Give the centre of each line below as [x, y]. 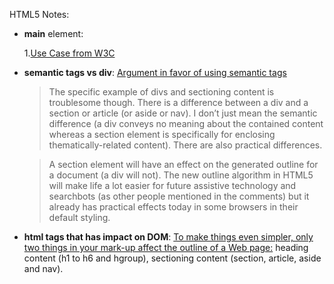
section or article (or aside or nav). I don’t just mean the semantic [183, 113]
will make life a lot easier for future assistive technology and [172, 185]
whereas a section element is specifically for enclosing [162, 134]
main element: [53, 33]
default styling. [79, 217]
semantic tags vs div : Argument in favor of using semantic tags [155, 72]
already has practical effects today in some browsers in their [173, 207]
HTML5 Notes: [39, 14]
